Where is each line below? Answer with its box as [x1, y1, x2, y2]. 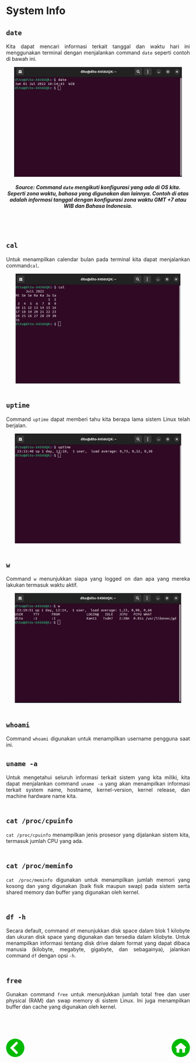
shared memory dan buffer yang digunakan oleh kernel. [6, 889, 140, 896]
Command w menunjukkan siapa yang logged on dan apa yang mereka [6, 575, 190, 582]
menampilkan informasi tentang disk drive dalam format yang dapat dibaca [6, 939, 190, 947]
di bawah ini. [6, 56, 37, 62]
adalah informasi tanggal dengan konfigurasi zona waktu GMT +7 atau [9, 196, 187, 203]
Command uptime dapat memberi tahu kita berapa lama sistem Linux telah [6, 416, 190, 423]
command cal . [6, 262, 40, 269]
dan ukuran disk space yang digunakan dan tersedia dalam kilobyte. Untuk [6, 934, 190, 941]
